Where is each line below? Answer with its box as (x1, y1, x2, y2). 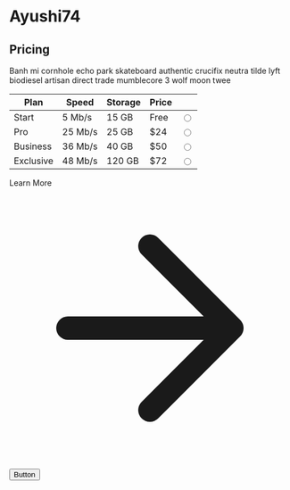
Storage (106, 96, 141, 108)
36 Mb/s (62, 140, 98, 153)
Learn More (9, 178, 53, 188)
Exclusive (13, 154, 54, 167)
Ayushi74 (9, 6, 81, 27)
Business (13, 140, 52, 153)
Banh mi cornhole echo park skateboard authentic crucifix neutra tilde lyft (9, 65, 281, 76)
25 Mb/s (62, 126, 98, 137)
